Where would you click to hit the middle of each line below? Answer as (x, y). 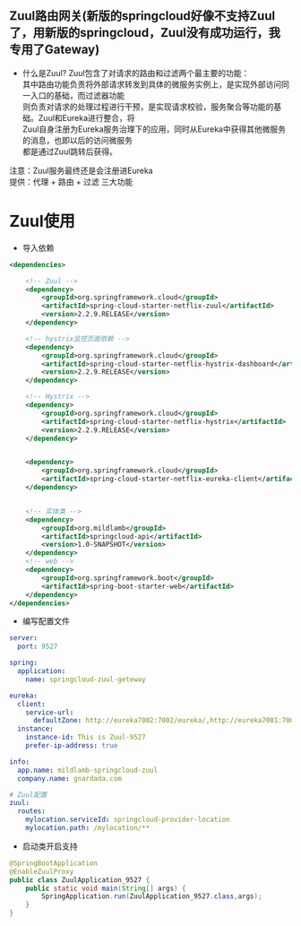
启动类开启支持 (50, 846)
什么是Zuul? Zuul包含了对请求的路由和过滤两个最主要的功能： (136, 73)
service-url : (50, 712)
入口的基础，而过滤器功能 (77, 95)
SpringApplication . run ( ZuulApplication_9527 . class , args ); (152, 896)
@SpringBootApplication (54, 863)
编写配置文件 (46, 621)
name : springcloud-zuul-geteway (86, 679)
